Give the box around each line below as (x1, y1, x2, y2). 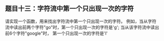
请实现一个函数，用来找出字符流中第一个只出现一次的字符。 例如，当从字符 (5, 18, 157, 24)
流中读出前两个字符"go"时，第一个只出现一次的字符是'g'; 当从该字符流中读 (5, 24, 155, 30)
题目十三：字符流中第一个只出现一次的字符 (5, 4, 134, 13)
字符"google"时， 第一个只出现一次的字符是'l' (16, 30, 108, 36)
